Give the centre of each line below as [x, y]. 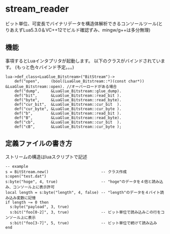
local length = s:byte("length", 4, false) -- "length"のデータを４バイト [83, 192]
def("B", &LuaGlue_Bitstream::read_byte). [68, 118]
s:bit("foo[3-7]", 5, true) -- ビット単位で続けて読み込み [83, 223]
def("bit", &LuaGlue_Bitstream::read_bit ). [68, 95]
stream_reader [37, 9]
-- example [17, 166]
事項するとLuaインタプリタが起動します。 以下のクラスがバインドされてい [83, 61]
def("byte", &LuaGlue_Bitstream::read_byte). [68, 100]
